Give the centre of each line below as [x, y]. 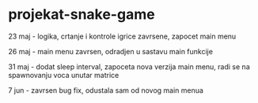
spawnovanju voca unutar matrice [64, 75]
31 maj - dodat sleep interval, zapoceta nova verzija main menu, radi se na [129, 66]
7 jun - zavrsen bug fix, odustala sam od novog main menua [106, 90]
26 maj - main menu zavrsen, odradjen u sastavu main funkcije [111, 51]
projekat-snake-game [82, 15]
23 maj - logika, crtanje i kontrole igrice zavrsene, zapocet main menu [122, 36]
